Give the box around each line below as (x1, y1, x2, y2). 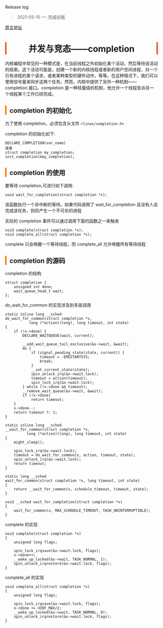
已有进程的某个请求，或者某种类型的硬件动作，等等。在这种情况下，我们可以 (5, 73, 158, 78)
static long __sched (5, 474, 47, 479)
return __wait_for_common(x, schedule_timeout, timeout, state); (14, 487, 149, 492)
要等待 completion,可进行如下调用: (5, 182, 74, 188)
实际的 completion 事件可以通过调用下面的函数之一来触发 (5, 218, 119, 224)
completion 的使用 (9, 169, 65, 177)
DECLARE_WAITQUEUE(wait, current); (22, 334, 95, 338)
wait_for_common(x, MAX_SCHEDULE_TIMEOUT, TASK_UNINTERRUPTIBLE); (14, 508, 151, 513)
